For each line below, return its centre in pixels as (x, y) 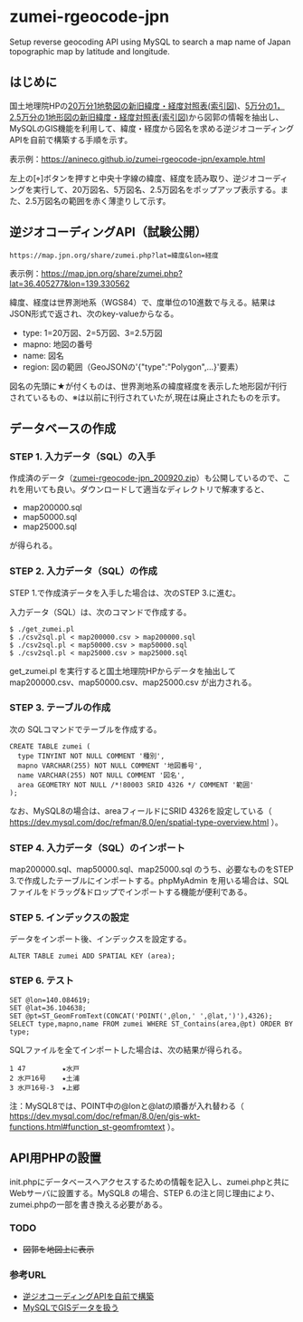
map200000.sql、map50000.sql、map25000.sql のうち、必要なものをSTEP (151, 869)
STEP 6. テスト (42, 980)
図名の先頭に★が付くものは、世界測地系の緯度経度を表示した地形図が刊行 (148, 386)
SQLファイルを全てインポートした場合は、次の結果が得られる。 (128, 1049)
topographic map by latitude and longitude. (90, 51)
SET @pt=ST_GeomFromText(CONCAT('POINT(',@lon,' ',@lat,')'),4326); (141, 1016)
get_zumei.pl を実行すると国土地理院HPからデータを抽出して (123, 671)
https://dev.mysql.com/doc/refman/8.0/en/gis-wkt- (105, 1115)
